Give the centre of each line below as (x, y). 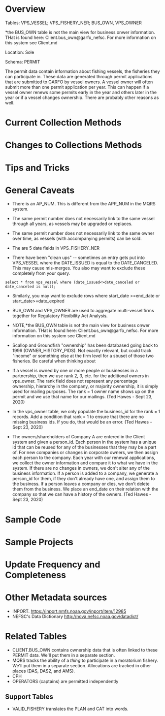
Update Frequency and (53, 564)
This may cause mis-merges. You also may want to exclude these (79, 268)
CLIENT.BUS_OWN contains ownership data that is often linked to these (85, 650)
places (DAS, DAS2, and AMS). (44, 671)
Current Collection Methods (63, 123)
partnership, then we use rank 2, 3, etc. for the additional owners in (81, 376)
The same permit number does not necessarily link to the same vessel (83, 219)
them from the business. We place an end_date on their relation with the (85, 489)
